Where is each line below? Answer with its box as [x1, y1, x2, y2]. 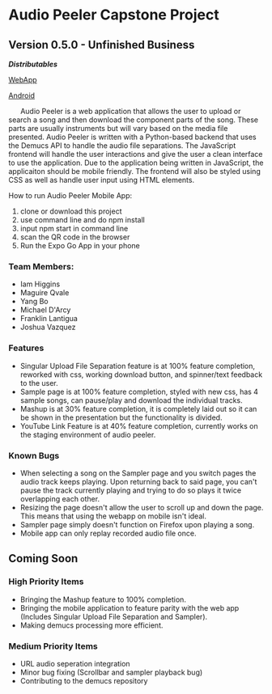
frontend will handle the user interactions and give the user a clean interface [8, 150, 263, 159]
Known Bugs [8, 450, 60, 461]
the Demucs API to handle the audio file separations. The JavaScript [8, 141, 236, 150]
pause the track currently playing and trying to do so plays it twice [19, 485, 241, 495]
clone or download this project [19, 206, 123, 216]
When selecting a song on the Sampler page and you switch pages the [19, 468, 257, 478]
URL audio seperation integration [19, 658, 131, 668]
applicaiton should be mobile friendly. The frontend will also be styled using [8, 167, 261, 176]
